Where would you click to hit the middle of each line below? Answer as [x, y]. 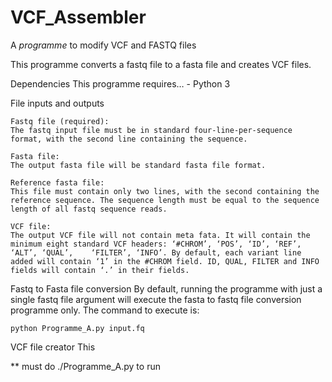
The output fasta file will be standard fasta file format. [138, 165]
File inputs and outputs [57, 103]
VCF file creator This [53, 347]
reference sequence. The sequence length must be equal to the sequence [165, 200]
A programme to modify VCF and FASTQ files [103, 45]
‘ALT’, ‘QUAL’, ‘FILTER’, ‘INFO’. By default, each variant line [156, 252]
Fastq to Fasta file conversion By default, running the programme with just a [166, 288]
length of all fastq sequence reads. [89, 209]
